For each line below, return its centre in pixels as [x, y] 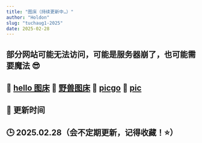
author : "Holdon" [28, 17]
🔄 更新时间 [26, 110]
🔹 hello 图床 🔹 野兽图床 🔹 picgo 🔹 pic [74, 88]
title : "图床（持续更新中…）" [40, 12]
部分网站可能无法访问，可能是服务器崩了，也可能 [97, 54]
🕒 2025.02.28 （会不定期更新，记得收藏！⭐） [92, 132]
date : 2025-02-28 [28, 29]
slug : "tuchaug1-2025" [35, 23]
